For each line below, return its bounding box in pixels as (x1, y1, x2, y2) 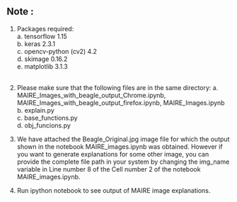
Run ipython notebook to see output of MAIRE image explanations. (16, 186, 211, 194)
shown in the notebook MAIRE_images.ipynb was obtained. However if (16, 142, 224, 151)
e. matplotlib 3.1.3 (16, 62, 69, 70)
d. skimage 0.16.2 (16, 55, 68, 63)
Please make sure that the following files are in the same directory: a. (16, 83, 219, 91)
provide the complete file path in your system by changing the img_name (16, 157, 230, 166)
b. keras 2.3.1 (16, 39, 56, 48)
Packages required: (16, 24, 74, 33)
